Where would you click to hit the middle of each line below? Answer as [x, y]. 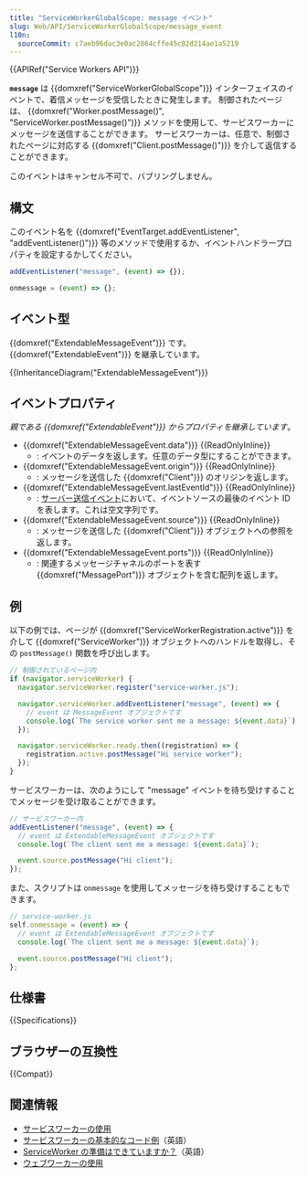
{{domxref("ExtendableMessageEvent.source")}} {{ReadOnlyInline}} [151, 520]
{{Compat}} [31, 1074]
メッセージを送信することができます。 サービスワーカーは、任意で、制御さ [150, 134]
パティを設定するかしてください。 [73, 254]
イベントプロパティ [63, 403]
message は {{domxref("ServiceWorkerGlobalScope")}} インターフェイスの [148, 89]
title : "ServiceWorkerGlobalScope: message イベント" [111, 18]
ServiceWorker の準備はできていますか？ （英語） [116, 1151]
